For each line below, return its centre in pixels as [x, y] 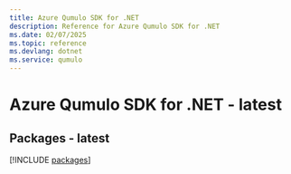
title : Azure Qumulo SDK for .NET [75, 18]
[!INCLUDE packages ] [50, 160]
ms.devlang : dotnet [46, 52]
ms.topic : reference [48, 43]
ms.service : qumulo [46, 60]
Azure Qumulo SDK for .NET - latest [146, 105]
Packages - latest [60, 138]
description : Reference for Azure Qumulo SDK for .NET [115, 26]
